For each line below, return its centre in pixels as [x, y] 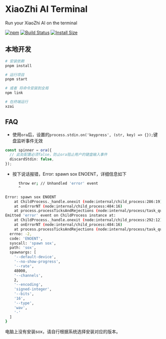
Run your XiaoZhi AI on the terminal [41, 23]
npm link [14, 93]
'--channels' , [28, 275]
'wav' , [21, 308]
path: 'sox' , [23, 248]
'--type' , [24, 303]
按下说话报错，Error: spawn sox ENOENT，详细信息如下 [69, 174]
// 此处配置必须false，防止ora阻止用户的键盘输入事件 [59, 155]
